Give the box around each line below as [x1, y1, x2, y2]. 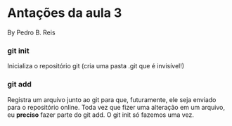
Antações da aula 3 [7, 5, 122, 21]
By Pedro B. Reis [7, 28, 56, 37]
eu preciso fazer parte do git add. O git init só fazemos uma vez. [7, 111, 195, 119]
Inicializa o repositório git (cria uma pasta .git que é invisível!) [7, 62, 185, 70]
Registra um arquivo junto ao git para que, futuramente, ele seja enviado [7, 95, 217, 103]
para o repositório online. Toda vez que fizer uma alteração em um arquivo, [7, 103, 225, 111]
